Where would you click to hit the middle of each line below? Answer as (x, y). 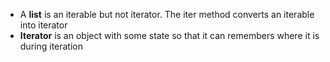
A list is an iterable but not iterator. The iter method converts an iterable (167, 14)
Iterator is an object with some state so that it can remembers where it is (169, 35)
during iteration (51, 46)
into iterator (43, 25)
